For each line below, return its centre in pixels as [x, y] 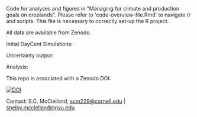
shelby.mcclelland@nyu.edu [41, 108]
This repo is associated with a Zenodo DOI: [59, 78]
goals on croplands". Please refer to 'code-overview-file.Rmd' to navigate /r [98, 15]
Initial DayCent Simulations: [39, 44]
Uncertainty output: [30, 55]
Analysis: [17, 67]
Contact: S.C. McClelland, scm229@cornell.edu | [66, 101]
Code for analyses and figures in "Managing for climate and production [93, 9]
